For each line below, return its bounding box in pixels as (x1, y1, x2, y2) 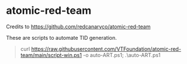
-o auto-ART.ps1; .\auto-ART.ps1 (82, 51, 161, 58)
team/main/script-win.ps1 (20, 51, 82, 58)
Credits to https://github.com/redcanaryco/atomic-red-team (6, 23, 151, 30)
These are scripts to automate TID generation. (6, 34, 117, 41)
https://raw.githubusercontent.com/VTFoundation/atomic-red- (31, 45, 181, 52)
